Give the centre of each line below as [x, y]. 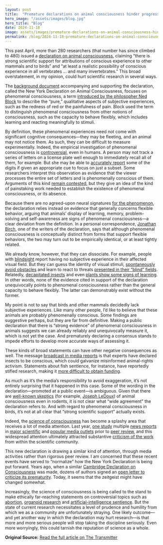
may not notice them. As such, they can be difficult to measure [68, 142]
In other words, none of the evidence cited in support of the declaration [76, 280]
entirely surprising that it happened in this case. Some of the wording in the [80, 386]
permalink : [16, 37]
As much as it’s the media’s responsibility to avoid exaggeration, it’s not [76, 380]
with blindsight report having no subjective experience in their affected [76, 259]
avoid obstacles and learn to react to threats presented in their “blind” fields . [81, 269]
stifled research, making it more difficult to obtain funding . [63, 371]
